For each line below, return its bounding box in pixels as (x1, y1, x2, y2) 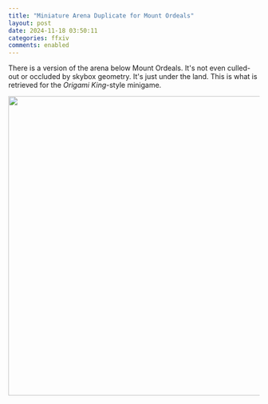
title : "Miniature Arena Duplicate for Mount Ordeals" (8, 11, 195, 20)
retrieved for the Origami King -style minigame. (8, 81, 162, 90)
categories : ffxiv (8, 34, 69, 42)
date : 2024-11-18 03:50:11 (8, 26, 98, 34)
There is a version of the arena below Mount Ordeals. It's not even (8, 63, 226, 73)
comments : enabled (8, 42, 69, 50)
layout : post (8, 19, 52, 27)
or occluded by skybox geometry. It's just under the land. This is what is (21, 72, 258, 81)
